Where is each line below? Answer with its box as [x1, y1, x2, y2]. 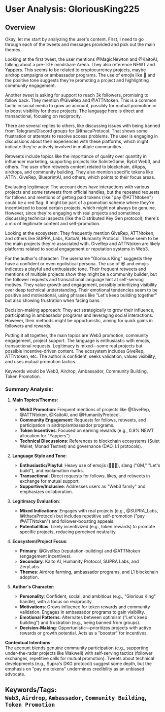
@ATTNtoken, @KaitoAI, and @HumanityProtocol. [19, 412, 121, 418]
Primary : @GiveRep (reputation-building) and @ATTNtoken [19, 548, 140, 554]
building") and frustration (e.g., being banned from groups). [19, 620, 141, 626]
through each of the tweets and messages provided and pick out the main [5, 42, 155, 47]
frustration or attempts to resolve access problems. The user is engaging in [5, 133, 158, 139]
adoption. [19, 574, 39, 580]
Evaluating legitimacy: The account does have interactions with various [5, 184, 149, 190]
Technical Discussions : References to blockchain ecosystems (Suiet [19, 438, 160, 444]
